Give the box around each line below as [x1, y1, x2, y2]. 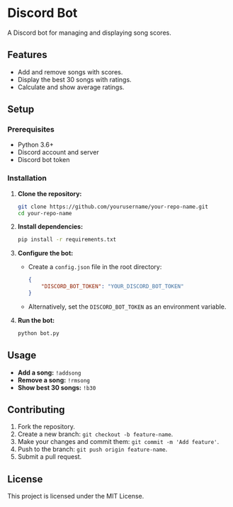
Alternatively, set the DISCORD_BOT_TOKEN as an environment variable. [28, 302, 227, 311]
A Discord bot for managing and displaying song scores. [7, 28, 171, 37]
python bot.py [17, 329, 59, 337]
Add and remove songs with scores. [17, 67, 123, 76]
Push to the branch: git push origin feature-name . [17, 445, 168, 454]
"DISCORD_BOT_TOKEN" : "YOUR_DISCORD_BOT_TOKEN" [41, 283, 184, 290]
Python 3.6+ [17, 140, 55, 149]
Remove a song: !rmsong [17, 375, 91, 384]
